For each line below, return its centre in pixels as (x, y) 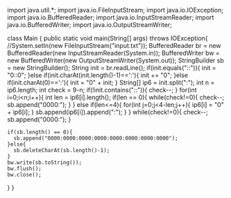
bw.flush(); (24, 169)
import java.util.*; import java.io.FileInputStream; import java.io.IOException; (115, 10)
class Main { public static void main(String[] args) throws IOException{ (108, 38)
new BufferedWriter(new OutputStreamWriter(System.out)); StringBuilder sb (115, 60)
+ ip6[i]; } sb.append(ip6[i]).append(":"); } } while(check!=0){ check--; (108, 112)
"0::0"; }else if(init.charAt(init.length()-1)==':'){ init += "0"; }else (98, 75)
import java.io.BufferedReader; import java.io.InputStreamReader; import (111, 17)
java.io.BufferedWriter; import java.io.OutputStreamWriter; (89, 25)
